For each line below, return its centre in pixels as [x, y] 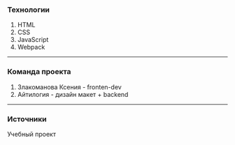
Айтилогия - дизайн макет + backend [73, 94]
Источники [27, 119]
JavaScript [33, 40]
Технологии [29, 10]
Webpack [31, 47]
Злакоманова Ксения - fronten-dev [70, 87]
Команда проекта [39, 72]
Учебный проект [31, 134]
